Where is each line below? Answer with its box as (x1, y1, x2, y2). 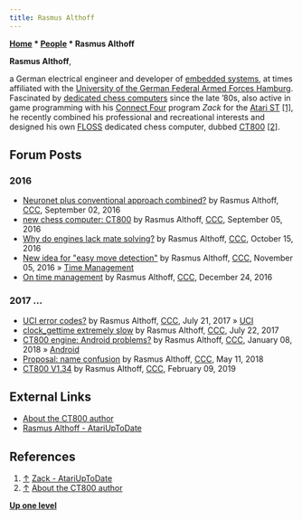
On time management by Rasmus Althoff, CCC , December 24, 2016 (22, 272, 273, 283)
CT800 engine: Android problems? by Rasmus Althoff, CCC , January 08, (22, 334, 292, 345)
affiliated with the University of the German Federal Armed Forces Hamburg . (9, 82, 294, 93)
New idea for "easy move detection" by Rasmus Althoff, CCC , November (22, 252, 294, 263)
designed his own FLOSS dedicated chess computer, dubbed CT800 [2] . (9, 121, 280, 132)
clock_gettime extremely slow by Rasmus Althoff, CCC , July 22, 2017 (22, 325, 279, 336)
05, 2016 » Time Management (22, 262, 134, 273)
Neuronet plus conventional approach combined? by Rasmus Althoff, (22, 195, 279, 206)
